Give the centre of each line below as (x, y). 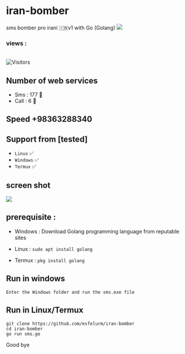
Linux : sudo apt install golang (53, 249)
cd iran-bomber (25, 329)
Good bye (18, 345)
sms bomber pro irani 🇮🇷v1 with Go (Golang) (61, 28)
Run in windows (36, 279)
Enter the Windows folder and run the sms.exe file (70, 292)
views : (17, 43)
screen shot (28, 185)
